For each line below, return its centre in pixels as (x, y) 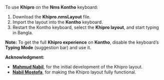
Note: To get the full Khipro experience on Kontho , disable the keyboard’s (82, 42)
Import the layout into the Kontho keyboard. (58, 22)
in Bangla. (23, 33)
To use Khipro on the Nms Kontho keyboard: (52, 7)
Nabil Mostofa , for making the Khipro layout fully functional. (74, 72)
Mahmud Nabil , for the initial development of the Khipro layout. (77, 67)
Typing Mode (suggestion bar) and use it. (48, 47)
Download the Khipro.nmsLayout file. (51, 17)
